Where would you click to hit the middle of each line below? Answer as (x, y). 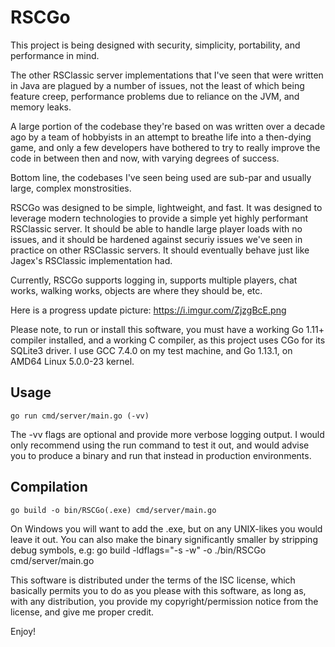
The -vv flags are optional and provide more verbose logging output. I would (167, 434)
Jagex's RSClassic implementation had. (91, 260)
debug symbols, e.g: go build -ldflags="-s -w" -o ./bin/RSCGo (138, 550)
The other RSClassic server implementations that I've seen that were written (167, 75)
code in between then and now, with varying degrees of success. (145, 158)
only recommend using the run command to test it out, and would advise (160, 445)
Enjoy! (23, 631)
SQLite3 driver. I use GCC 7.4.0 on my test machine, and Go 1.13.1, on (151, 350)
